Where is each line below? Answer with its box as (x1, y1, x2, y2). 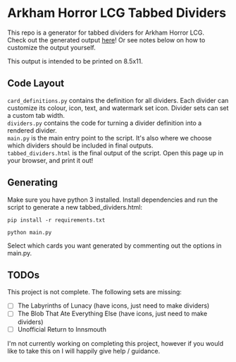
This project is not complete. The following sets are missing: (7, 288, 182, 296)
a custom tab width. (7, 111, 66, 119)
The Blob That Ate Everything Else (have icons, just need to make (17, 309, 208, 318)
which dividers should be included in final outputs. (7, 141, 154, 150)
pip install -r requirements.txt (7, 217, 106, 224)
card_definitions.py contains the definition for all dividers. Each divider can (7, 96, 229, 104)
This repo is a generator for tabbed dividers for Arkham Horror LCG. (7, 28, 204, 37)
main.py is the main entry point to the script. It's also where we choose (7, 133, 212, 142)
